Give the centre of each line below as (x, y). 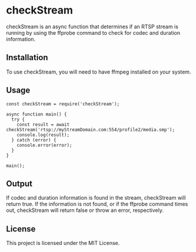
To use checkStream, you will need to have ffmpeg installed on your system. (99, 72)
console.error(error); (44, 145)
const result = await (43, 124)
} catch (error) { (34, 140)
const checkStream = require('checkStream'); (63, 104)
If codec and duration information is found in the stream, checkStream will (96, 198)
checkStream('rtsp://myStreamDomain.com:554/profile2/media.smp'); (91, 130)
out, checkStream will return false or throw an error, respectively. (85, 210)
